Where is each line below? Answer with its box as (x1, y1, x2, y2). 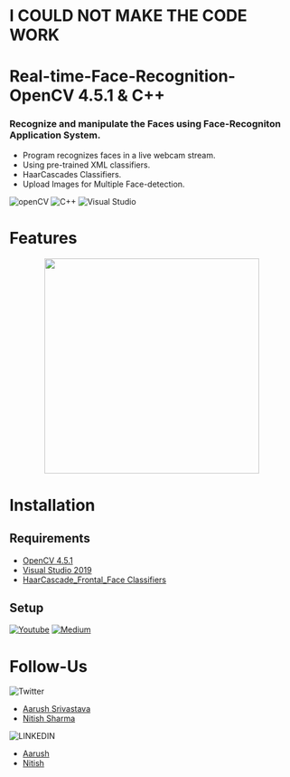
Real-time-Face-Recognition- (9, 66, 237, 87)
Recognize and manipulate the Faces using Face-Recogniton (9, 118, 282, 130)
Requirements (9, 531, 90, 546)
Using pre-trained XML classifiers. (22, 159, 151, 170)
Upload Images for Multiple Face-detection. (22, 178, 185, 189)
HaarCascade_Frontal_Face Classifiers (22, 574, 167, 585)
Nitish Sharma (22, 713, 76, 724)
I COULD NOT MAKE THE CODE (9, 5, 248, 26)
